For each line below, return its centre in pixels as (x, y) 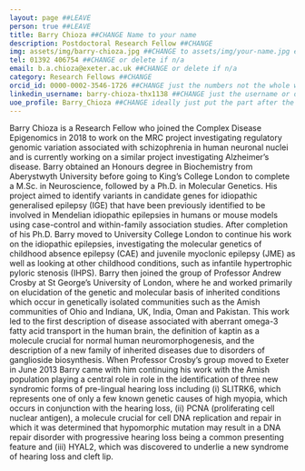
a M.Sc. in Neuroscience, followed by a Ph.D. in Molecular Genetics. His (143, 186)
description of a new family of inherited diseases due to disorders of (138, 350)
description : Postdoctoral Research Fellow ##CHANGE (111, 43)
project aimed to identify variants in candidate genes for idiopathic (134, 195)
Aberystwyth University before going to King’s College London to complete (150, 176)
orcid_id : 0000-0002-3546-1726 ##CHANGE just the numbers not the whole (150, 85)
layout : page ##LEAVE (50, 18)
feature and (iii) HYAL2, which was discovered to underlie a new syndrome (149, 447)
